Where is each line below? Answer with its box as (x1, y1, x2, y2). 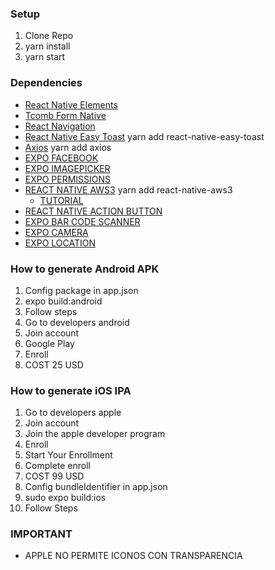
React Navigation (24, 120, 96, 132)
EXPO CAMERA (24, 226, 89, 238)
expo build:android (24, 295, 103, 307)
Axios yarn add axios (24, 141, 112, 153)
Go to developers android (24, 316, 130, 328)
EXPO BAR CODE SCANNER (24, 215, 141, 227)
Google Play (24, 337, 75, 349)
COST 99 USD (24, 470, 85, 482)
